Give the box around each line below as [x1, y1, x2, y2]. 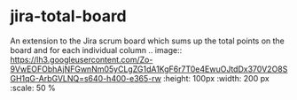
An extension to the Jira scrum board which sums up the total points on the [10, 35, 285, 46]
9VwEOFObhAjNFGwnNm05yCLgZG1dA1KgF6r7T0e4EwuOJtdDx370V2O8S [10, 64, 288, 74]
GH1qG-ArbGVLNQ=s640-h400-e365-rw [10, 73, 162, 83]
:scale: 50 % [10, 82, 56, 93]
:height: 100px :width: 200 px [163, 73, 270, 83]
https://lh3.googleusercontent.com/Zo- [10, 54, 153, 65]
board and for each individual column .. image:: [10, 44, 183, 55]
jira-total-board [10, 6, 127, 27]
